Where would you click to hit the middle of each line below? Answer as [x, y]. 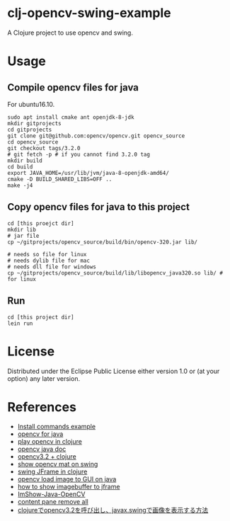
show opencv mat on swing [58, 464]
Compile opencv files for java [73, 87]
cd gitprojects [30, 130]
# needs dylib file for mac [49, 260]
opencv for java [40, 434]
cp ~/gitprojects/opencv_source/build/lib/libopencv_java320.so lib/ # [115, 273]
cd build [20, 167]
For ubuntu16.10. [31, 104]
